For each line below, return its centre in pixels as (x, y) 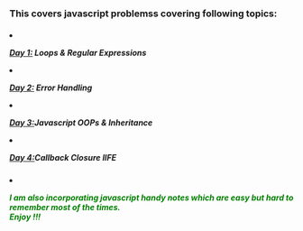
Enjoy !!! (25, 217)
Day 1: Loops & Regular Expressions (78, 52)
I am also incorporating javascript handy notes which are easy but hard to (151, 198)
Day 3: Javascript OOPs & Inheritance (81, 122)
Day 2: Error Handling (51, 88)
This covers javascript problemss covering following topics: (143, 14)
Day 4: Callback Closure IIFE (63, 157)
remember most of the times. (65, 207)
